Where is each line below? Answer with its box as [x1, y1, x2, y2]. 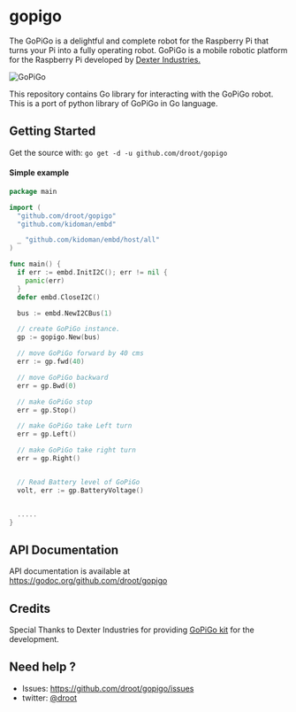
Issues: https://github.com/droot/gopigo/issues [21, 683, 194, 693]
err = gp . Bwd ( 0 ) [17, 381, 77, 391]
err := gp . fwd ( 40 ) [17, 357, 86, 367]
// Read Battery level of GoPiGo [17, 477, 140, 486]
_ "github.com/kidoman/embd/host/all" [17, 236, 161, 244]
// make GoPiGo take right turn [17, 445, 137, 455]
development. [9, 634, 59, 645]
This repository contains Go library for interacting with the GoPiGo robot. [9, 89, 274, 99]
